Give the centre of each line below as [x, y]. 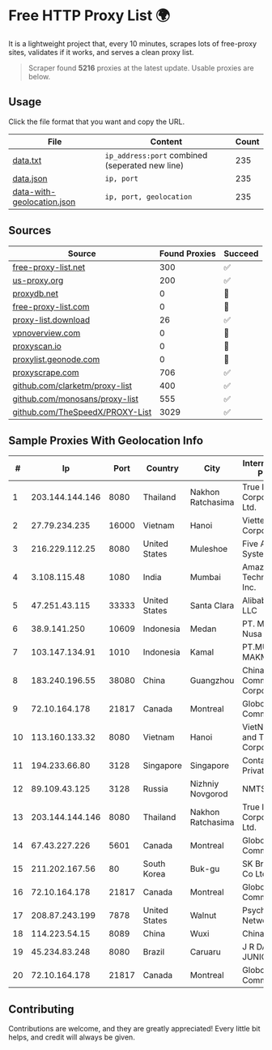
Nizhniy [204, 784]
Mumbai [205, 578]
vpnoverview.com [47, 333]
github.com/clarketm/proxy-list [72, 386]
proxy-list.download [51, 319]
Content [166, 141]
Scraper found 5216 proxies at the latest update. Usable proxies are [141, 68]
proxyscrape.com [46, 372]
